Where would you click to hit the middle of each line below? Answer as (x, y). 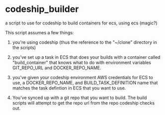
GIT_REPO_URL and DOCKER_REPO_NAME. (57, 68)
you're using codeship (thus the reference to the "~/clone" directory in (85, 42)
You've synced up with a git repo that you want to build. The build (80, 98)
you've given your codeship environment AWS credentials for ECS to (82, 77)
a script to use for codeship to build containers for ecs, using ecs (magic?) (81, 23)
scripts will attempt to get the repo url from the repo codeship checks (83, 103)
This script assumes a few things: (40, 32)
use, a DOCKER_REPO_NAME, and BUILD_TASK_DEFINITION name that (85, 83)
